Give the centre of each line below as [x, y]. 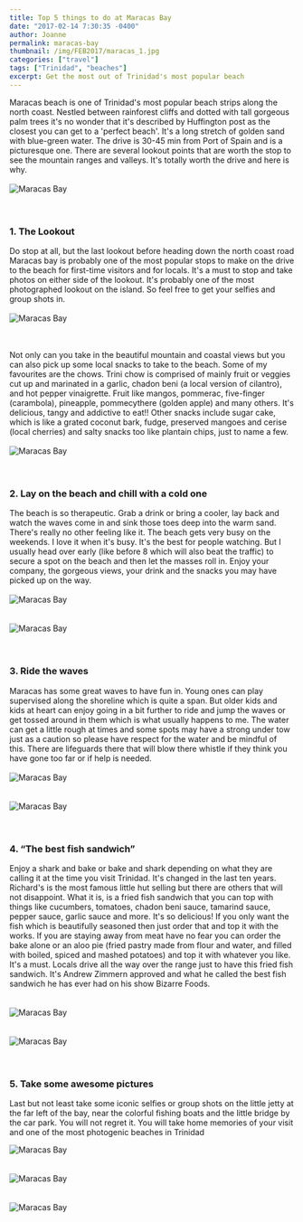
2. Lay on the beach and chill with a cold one [109, 493]
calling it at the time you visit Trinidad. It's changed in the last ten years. [143, 878]
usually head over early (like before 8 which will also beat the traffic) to [142, 551]
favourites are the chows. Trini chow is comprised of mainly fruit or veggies [150, 374]
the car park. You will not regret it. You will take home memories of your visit [151, 1123]
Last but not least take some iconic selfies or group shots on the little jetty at [151, 1104]
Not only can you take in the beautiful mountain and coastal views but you [147, 355]
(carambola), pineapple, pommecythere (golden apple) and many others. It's [151, 403]
